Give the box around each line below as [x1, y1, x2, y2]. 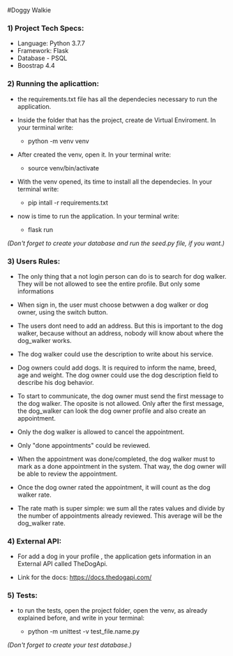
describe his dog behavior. [17, 378, 94, 386]
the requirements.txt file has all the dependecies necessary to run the [17, 94, 218, 103]
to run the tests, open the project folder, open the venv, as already [17, 606, 208, 615]
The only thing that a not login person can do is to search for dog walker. [17, 272, 227, 280]
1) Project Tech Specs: [7, 23, 84, 33]
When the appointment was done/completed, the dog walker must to [17, 454, 216, 463]
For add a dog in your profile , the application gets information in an [17, 552, 211, 561]
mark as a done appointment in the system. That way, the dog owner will [17, 462, 227, 470]
